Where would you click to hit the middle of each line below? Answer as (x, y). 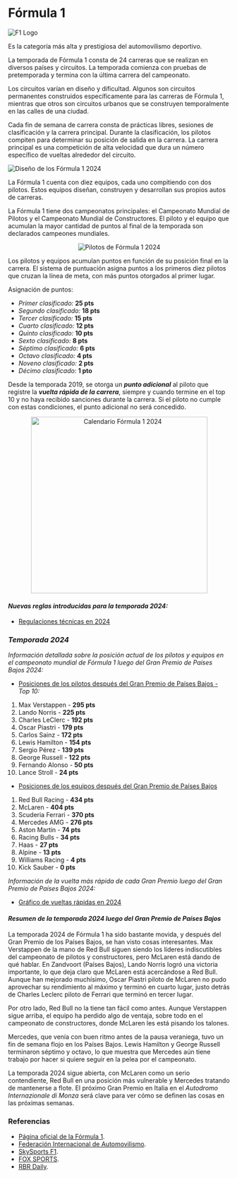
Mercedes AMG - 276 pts (55, 822)
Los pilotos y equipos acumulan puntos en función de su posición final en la (118, 261)
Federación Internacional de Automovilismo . (82, 1144)
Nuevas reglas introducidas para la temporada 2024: (88, 606)
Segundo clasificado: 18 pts (59, 310)
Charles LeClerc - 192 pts (56, 720)
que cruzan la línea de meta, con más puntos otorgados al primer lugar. (112, 275)
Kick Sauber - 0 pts (47, 867)
